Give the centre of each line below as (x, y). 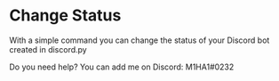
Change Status (65, 16)
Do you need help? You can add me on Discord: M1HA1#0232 (122, 67)
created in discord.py (48, 49)
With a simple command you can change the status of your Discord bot (139, 40)
